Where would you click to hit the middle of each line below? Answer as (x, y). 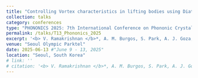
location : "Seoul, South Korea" (46, 55)
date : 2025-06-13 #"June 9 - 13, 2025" (55, 50)
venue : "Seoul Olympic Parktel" (46, 45)
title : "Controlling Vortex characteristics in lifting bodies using (93, 11)
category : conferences (34, 22)
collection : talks (29, 17)
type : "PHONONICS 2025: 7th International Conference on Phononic (89, 28)
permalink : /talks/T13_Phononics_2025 (54, 33)
